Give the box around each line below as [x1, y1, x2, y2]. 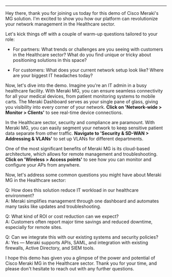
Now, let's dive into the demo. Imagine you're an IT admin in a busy [5, 82, 147, 88]
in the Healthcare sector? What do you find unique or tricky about [12, 52, 152, 58]
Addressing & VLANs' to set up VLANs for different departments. [5, 136, 144, 142]
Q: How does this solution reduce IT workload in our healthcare [5, 187, 139, 193]
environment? [5, 193, 34, 198]
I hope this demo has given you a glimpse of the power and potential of [5, 255, 156, 261]
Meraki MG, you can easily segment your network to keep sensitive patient [5, 125, 163, 131]
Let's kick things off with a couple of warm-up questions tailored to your [5, 31, 158, 37]
